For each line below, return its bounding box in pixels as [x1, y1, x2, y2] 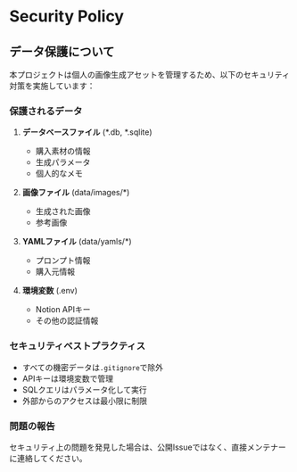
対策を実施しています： [9, 80, 95, 91]
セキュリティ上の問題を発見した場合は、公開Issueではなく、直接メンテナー [9, 442, 287, 452]
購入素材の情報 [35, 145, 91, 157]
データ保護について [9, 44, 115, 59]
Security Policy [9, 6, 125, 27]
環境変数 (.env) [21, 286, 78, 296]
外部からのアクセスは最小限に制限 [21, 395, 148, 406]
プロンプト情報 [35, 255, 91, 266]
